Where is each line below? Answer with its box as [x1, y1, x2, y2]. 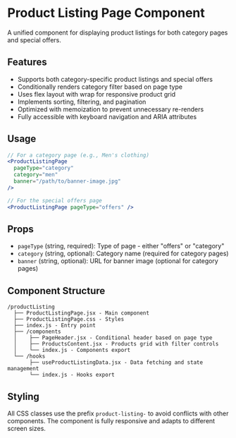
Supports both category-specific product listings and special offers [17, 75, 213, 83]
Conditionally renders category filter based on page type [17, 83, 183, 91]
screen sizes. [7, 425, 46, 432]
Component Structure [7, 284, 106, 297]
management [7, 365, 39, 372]
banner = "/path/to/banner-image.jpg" [13, 178, 121, 185]
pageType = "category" [13, 164, 74, 172]
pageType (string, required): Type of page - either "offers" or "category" [17, 242, 225, 250]
